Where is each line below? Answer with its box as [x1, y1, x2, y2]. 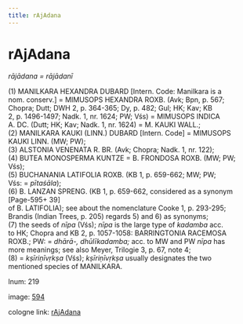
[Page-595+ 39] [8, 195, 61, 204]
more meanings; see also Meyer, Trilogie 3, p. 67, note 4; [8, 245, 191, 254]
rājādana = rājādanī [8, 71, 73, 81]
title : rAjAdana [8, 11, 61, 20]
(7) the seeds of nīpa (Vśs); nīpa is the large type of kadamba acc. [8, 220, 223, 229]
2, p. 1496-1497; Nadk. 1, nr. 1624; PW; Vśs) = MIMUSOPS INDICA [8, 111, 221, 121]
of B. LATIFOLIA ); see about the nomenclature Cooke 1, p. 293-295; [8, 203, 227, 213]
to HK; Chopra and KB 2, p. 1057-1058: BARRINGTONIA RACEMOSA [8, 228, 227, 238]
